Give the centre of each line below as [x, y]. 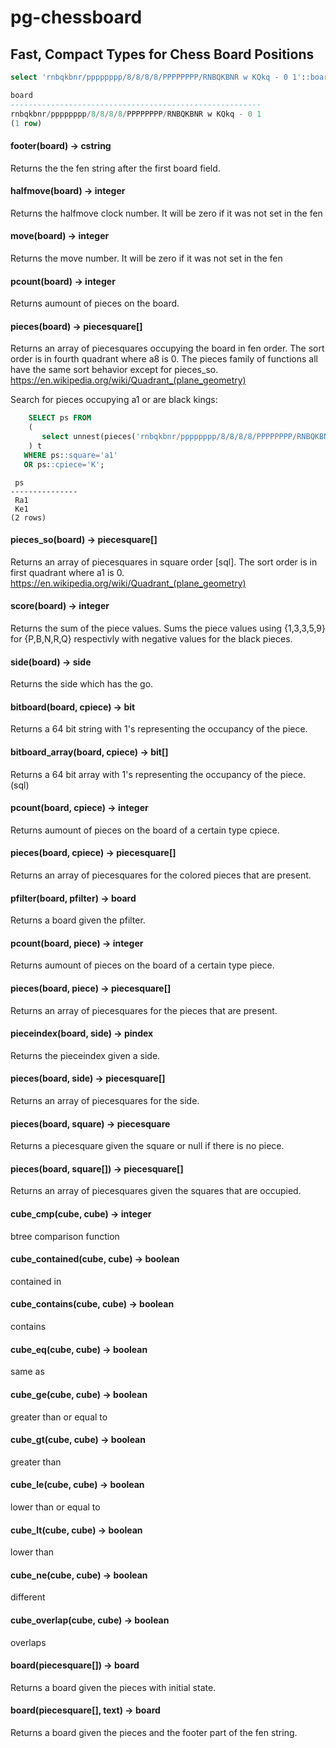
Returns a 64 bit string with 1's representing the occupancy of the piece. [159, 729]
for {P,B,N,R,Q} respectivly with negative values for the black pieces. [151, 639]
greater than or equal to [59, 1417]
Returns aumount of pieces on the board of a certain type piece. [142, 965]
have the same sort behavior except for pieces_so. [114, 370]
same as [27, 1372]
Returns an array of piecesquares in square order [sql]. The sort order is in [164, 562]
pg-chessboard [76, 17]
